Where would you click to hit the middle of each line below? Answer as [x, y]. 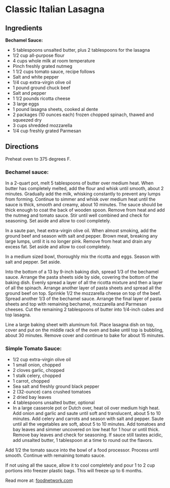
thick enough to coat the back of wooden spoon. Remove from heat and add [85, 210]
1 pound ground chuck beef [41, 88]
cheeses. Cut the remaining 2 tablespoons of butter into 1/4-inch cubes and [84, 310]
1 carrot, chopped [31, 381]
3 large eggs [26, 104]
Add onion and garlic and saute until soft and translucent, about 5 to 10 [87, 414]
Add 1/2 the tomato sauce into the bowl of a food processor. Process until [82, 450]
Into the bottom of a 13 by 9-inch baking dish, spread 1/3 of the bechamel [82, 272]
